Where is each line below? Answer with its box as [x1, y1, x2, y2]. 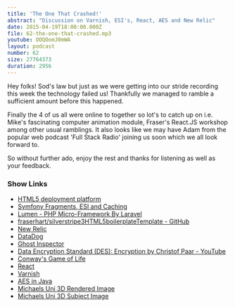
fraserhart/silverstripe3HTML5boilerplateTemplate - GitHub [17, 217, 190, 226]
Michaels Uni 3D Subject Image [17, 292, 109, 300]
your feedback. [7, 161, 51, 169]
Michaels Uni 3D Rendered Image [17, 284, 115, 292]
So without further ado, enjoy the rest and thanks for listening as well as [7, 154, 216, 162]
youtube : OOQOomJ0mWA [7, 37, 71, 44]
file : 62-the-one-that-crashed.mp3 [7, 30, 112, 37]
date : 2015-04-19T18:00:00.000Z [7, 23, 102, 30]
